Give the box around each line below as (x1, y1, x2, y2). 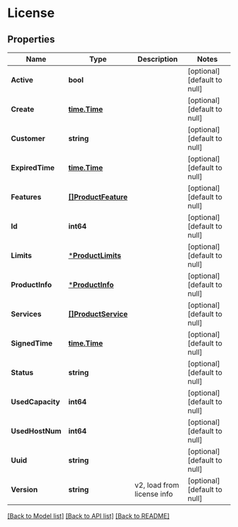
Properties (7, 33, 55, 45)
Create (11, 104, 35, 114)
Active (11, 75, 34, 84)
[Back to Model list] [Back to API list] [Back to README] (7, 512, 170, 520)
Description (137, 55, 178, 64)
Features (11, 192, 42, 201)
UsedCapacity (11, 397, 60, 406)
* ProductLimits (68, 250, 122, 260)
